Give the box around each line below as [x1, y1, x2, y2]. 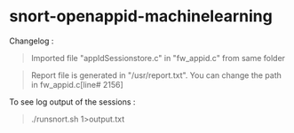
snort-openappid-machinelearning [9, 6, 273, 27]
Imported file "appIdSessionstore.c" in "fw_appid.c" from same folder [30, 52, 286, 63]
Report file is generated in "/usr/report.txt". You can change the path [30, 69, 282, 81]
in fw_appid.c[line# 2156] [30, 79, 124, 90]
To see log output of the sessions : [9, 96, 136, 107]
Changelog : [9, 35, 54, 46]
